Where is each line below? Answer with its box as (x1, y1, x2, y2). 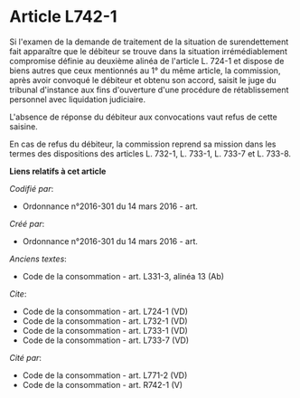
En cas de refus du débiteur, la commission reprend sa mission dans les (9, 138, 277, 149)
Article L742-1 (9, 6, 117, 27)
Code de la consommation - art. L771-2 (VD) (22, 369, 188, 381)
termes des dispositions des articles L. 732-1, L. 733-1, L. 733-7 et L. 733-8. (9, 147, 292, 159)
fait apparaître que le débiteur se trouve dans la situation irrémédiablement (9, 45, 287, 56)
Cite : (9, 288, 27, 299)
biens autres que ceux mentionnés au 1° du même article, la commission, (9, 65, 281, 76)
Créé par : (9, 218, 45, 229)
